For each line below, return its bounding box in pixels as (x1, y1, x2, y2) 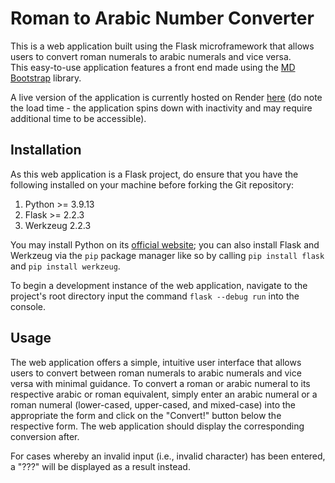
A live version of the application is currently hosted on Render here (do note (10, 91, 323, 103)
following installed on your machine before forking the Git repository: (10, 178, 295, 191)
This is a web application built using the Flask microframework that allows (10, 40, 315, 52)
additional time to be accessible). (10, 112, 147, 124)
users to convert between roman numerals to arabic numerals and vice (10, 367, 302, 379)
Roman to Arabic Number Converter (10, 7, 315, 30)
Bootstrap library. (10, 72, 82, 84)
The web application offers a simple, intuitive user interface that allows (10, 356, 302, 368)
